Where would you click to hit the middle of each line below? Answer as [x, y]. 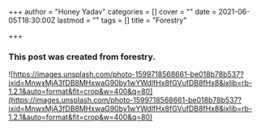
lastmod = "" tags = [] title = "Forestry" [122, 20]
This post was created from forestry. [82, 57]
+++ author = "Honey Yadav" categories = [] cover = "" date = [113, 12]
